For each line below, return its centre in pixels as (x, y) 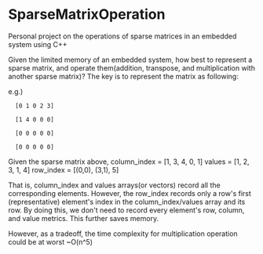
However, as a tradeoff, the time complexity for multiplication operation (123, 234)
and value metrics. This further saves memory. (84, 218)
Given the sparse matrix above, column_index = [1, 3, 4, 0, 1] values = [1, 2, (129, 161)
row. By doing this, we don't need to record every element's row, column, (126, 210)
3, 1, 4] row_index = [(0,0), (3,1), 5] (64, 169)
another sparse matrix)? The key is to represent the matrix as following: (124, 76)
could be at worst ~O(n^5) (50, 241)
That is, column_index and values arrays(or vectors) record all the (115, 185)
